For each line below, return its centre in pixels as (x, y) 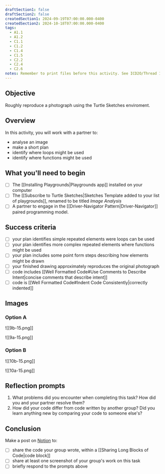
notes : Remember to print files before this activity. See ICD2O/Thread (81, 74)
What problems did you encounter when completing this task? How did (84, 397)
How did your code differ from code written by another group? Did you (84, 408)
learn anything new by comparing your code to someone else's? (77, 413)
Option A (16, 317)
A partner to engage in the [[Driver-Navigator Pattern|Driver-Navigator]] (85, 206)
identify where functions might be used (52, 158)
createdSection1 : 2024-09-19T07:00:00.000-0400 (55, 19)
